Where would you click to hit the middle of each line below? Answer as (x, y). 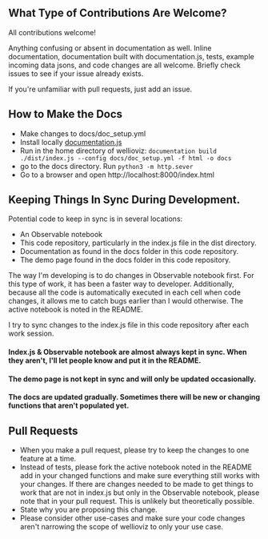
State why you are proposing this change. (88, 510)
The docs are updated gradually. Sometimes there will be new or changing (134, 397)
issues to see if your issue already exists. (76, 73)
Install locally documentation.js (71, 142)
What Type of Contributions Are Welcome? (118, 13)
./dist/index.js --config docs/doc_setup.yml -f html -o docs (126, 158)
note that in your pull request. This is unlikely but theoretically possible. (137, 501)
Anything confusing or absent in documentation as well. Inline (110, 48)
